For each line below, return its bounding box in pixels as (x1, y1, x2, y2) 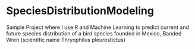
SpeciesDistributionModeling (6, 4, 155, 18)
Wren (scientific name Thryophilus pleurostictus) (6, 36, 126, 43)
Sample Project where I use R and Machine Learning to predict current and (6, 24, 189, 31)
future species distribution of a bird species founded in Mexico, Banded (6, 30, 182, 37)
